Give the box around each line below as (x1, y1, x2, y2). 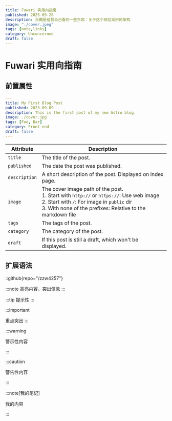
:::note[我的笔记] (5, 390, 40, 396)
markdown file (41, 211, 76, 218)
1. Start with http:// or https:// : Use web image (41, 192, 160, 199)
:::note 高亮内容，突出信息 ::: (5, 286, 66, 292)
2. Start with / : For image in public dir (41, 198, 132, 205)
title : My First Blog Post (5, 101, 63, 106)
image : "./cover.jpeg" (5, 22, 54, 27)
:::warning (5, 328, 27, 334)
